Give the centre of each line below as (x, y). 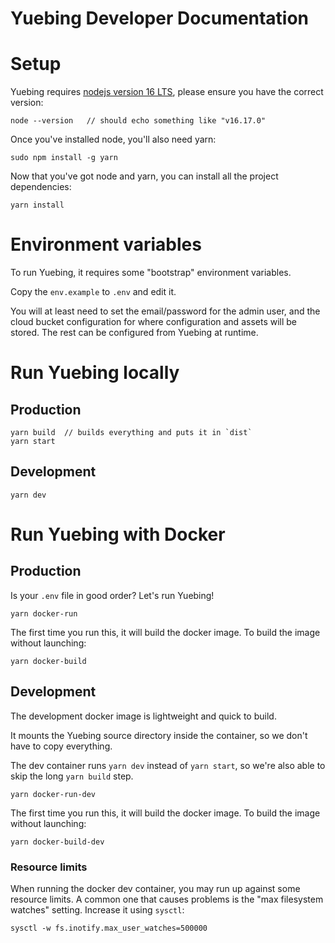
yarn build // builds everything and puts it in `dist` (131, 433)
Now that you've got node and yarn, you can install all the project (144, 176)
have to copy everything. (61, 746)
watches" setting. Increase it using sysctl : (97, 909)
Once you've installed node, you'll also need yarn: (113, 139)
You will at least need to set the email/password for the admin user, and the (165, 311)
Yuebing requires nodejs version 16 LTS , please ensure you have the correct (167, 92)
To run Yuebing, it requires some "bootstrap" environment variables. (151, 273)
